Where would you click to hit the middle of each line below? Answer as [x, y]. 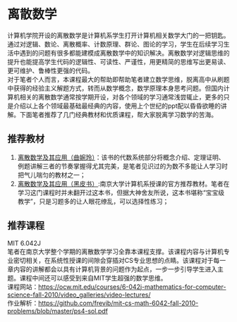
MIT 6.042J [24, 243]
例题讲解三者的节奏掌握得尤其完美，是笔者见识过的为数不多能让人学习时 [122, 166]
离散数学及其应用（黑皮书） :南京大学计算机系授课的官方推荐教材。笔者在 [123, 183]
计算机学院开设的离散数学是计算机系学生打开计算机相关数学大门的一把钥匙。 [119, 35]
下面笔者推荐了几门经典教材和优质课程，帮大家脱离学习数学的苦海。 [118, 114]
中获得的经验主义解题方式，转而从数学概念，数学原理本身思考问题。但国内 [115, 88]
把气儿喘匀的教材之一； [51, 175]
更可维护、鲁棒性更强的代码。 [50, 70]
